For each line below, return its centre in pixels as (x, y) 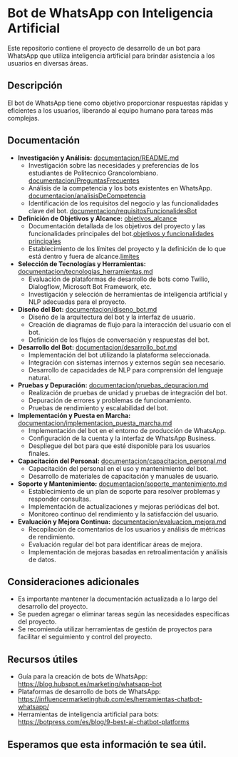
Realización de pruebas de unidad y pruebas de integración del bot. (128, 392)
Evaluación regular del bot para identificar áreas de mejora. (115, 544)
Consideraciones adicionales (73, 582)
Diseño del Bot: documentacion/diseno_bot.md (87, 309)
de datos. (42, 559)
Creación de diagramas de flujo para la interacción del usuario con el (130, 324)
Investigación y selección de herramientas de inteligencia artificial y (128, 294)
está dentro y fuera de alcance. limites (84, 256)
